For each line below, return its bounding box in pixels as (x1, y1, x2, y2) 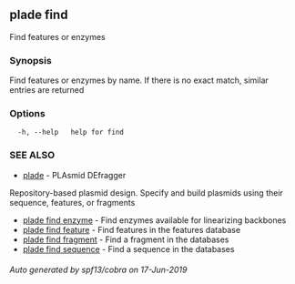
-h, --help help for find (17, 127, 125, 137)
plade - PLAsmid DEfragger (22, 169, 127, 180)
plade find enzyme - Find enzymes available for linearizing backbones (22, 214, 287, 226)
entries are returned (9, 85, 85, 96)
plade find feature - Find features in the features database (22, 224, 241, 235)
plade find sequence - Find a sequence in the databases (22, 243, 235, 254)
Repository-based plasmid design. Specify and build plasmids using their (9, 187, 284, 198)
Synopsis (9, 54, 52, 66)
